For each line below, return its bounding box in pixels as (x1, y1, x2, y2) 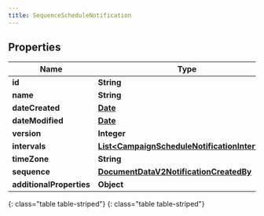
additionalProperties (12, 179, 90, 190)
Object (97, 179, 124, 190)
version (12, 128, 42, 139)
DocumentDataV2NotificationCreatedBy (97, 167, 252, 178)
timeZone (12, 154, 49, 165)
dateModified (12, 115, 64, 126)
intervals (12, 141, 46, 152)
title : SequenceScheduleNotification (8, 11, 132, 20)
